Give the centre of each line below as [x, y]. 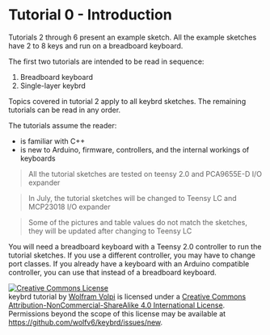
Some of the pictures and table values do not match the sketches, [138, 222]
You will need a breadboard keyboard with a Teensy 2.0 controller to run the [135, 246]
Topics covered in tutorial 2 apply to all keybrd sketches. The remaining [127, 101]
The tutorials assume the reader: [63, 125]
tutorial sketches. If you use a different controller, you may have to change [132, 255]
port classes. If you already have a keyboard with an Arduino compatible [129, 263]
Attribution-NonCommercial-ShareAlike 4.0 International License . [117, 305]
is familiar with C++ [53, 141]
